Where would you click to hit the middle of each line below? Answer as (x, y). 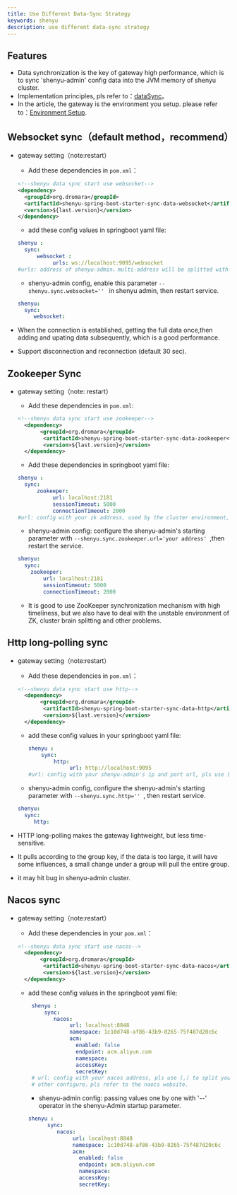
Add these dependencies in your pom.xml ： (90, 933)
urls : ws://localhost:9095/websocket (108, 262)
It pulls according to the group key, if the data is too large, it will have (117, 856)
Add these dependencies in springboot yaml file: (98, 465)
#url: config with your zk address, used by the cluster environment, (123, 517)
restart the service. (56, 546)
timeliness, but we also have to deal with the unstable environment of (129, 613)
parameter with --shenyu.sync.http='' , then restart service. (117, 796)
